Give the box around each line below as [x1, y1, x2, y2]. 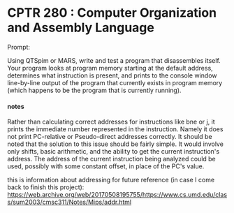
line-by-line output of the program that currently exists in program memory [7, 78, 223, 87]
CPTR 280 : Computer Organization [7, 5, 217, 21]
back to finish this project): [7, 183, 85, 191]
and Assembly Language [7, 20, 155, 36]
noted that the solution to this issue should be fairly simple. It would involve [7, 140, 224, 148]
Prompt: [7, 43, 30, 51]
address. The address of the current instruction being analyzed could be [7, 155, 217, 163]
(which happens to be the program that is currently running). [7, 86, 182, 94]
